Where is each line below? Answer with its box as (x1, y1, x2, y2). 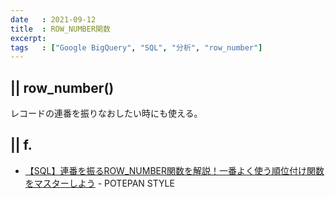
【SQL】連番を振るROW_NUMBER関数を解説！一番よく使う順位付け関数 (24, 164, 325, 176)
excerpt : (10, 33, 47, 43)
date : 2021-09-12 (10, 14, 97, 25)
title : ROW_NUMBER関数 (10, 24, 111, 34)
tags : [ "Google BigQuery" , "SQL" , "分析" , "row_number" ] (10, 42, 263, 53)
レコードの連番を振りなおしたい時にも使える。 (10, 107, 203, 120)
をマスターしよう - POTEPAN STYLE (24, 177, 175, 189)
